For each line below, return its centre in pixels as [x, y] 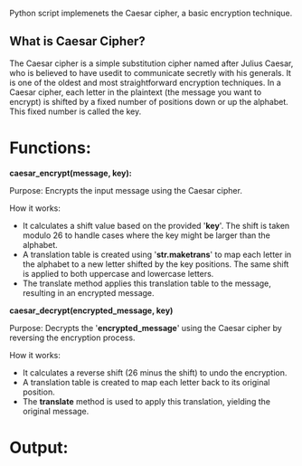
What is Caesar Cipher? [78, 41]
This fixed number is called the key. [75, 111]
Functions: [51, 147]
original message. [56, 411]
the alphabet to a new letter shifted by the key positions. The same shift [156, 264]
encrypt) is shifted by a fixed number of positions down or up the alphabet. [149, 101]
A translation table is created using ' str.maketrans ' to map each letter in [157, 254]
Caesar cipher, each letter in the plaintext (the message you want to [136, 92]
